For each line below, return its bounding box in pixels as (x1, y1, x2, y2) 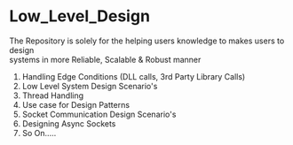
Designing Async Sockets (21, 118, 116, 129)
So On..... (21, 127, 57, 138)
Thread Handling (21, 90, 84, 101)
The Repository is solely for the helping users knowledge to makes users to (9, 35, 285, 46)
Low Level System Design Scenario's (21, 80, 158, 91)
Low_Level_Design (9, 6, 151, 27)
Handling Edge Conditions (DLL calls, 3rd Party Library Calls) (21, 71, 246, 81)
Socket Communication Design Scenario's (21, 109, 177, 119)
